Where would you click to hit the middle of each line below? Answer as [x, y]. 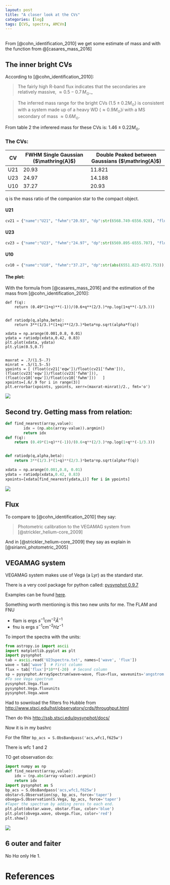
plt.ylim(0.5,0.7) [25, 347]
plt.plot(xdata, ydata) [30, 342]
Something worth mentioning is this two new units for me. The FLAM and [81, 605]
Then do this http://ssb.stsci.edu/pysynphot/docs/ [57, 718]
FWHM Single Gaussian [54, 155]
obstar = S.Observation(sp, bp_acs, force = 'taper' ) [59, 795]
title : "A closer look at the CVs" [43, 15]
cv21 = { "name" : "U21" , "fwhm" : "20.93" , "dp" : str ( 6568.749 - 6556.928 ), [80, 221]
